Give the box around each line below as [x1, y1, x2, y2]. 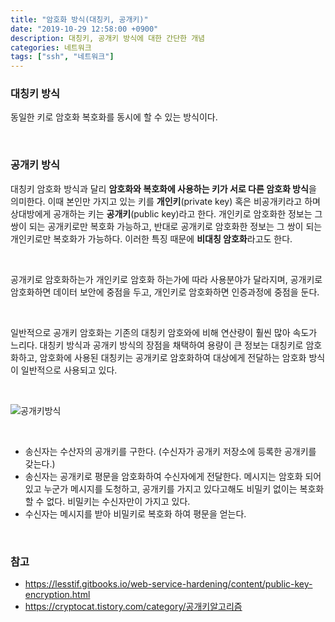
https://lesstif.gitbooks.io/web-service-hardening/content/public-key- [24, 578, 313, 590]
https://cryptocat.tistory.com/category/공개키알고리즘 [24, 601, 243, 613]
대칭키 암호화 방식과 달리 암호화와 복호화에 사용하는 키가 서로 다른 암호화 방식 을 [10, 182, 317, 195]
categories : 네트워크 [10, 42, 92, 53]
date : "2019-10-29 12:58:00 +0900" [10, 24, 159, 34]
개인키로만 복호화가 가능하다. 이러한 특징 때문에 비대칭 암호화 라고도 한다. [10, 232, 293, 245]
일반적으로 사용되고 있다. [20, 364, 118, 376]
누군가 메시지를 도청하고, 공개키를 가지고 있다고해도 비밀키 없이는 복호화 [43, 482, 325, 495]
